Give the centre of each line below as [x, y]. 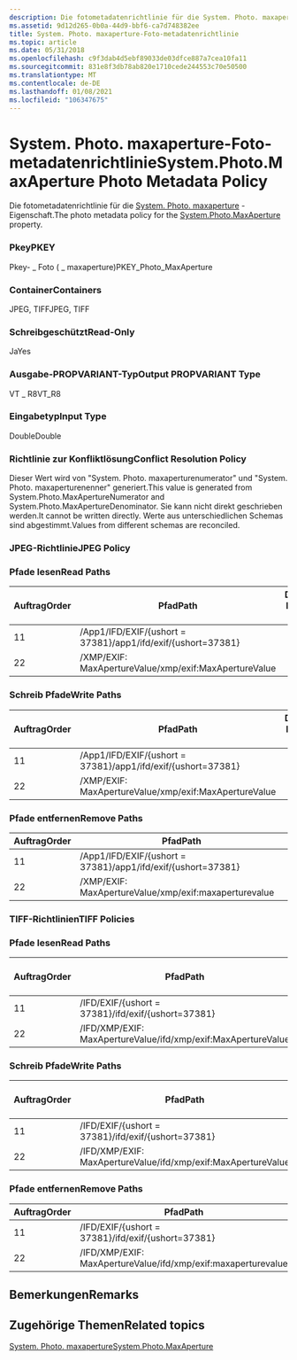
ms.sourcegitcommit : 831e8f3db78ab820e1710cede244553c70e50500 [128, 67]
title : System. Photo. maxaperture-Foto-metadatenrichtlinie [124, 34]
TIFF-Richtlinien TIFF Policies [72, 919]
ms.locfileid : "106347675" [59, 100]
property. [26, 225]
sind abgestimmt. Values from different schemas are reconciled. [125, 525]
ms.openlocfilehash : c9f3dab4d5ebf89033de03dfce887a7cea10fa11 [128, 58]
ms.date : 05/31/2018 [47, 51]
